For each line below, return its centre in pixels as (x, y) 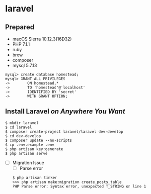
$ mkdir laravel (22, 123)
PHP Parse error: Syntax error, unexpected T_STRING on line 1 (79, 186)
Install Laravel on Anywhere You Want (65, 112)
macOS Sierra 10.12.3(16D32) (42, 39)
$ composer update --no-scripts (38, 140)
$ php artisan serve (27, 153)
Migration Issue (28, 163)
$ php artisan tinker (35, 178)
